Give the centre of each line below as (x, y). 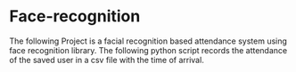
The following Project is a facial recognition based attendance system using (148, 41)
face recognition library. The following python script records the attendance (148, 50)
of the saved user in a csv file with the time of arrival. (107, 60)
